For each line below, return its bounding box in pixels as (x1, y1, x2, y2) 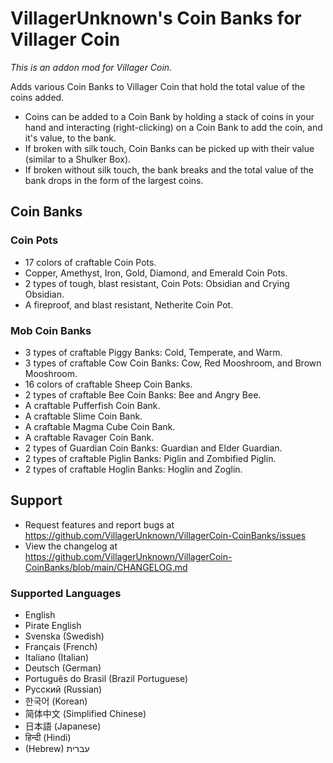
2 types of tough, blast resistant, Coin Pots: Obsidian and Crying (24, 277, 290, 289)
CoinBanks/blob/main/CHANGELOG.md (24, 561, 188, 573)
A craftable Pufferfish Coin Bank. (24, 399, 161, 411)
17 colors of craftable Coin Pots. (24, 256, 157, 268)
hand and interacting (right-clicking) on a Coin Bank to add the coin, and (24, 121, 323, 133)
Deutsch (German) (24, 662, 102, 674)
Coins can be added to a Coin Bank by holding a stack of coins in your (24, 110, 315, 122)
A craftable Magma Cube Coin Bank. (24, 420, 176, 432)
